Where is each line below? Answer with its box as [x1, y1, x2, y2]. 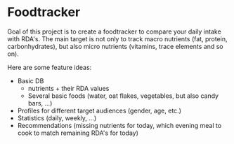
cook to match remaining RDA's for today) [17, 129, 139, 137]
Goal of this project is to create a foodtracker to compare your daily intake [7, 27, 221, 36]
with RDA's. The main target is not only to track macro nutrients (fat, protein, [7, 34, 228, 43]
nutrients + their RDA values [27, 84, 110, 92]
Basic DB [17, 76, 44, 85]
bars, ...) [27, 99, 53, 107]
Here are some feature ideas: [7, 63, 92, 71]
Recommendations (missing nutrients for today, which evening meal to [17, 121, 222, 129]
